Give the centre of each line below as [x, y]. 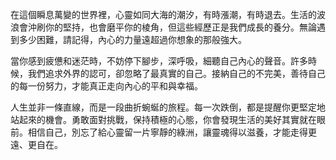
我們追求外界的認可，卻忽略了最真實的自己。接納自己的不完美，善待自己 [176, 73]
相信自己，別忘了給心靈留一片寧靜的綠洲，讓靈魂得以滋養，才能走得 [167, 132]
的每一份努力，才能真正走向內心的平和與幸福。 [106, 86]
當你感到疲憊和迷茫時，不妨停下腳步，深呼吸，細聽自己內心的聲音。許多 [159, 61]
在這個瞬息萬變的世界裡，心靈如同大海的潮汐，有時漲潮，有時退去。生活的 [163, 14]
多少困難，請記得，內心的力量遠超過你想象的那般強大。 [132, 39]
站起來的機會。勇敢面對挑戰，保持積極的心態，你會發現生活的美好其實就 [159, 119]
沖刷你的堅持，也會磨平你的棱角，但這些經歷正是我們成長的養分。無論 [172, 27]
